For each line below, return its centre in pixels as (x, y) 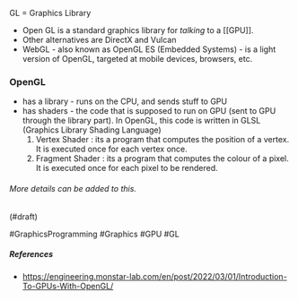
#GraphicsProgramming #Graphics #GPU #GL (94, 234)
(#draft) (24, 216)
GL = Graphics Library (50, 13)
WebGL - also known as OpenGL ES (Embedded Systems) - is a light (149, 49)
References (31, 254)
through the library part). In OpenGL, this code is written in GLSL (141, 121)
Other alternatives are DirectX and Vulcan (99, 40)
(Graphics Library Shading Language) (92, 130)
